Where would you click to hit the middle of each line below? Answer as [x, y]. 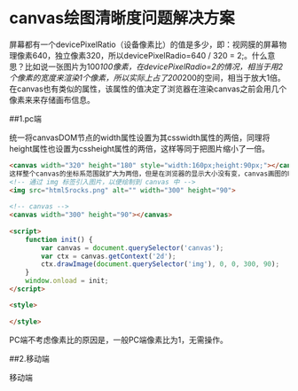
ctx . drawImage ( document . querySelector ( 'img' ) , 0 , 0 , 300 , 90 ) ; [161, 264]
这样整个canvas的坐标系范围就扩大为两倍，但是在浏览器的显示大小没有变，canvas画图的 [149, 174]
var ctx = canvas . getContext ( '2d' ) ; [109, 256]
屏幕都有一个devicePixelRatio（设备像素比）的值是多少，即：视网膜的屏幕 [144, 44]
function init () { [59, 239]
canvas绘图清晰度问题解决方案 [122, 18]
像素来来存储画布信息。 [52, 99]
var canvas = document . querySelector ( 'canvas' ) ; [133, 248]
